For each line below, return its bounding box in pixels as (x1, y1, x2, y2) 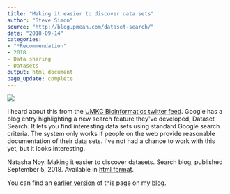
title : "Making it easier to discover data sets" (7, 10, 155, 17)
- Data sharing (7, 56, 52, 63)
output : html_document (7, 68, 73, 75)
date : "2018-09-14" (7, 29, 64, 37)
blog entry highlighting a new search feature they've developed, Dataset (7, 114, 215, 123)
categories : (7, 36, 42, 43)
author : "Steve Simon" (7, 17, 73, 24)
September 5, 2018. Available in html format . (7, 165, 135, 174)
